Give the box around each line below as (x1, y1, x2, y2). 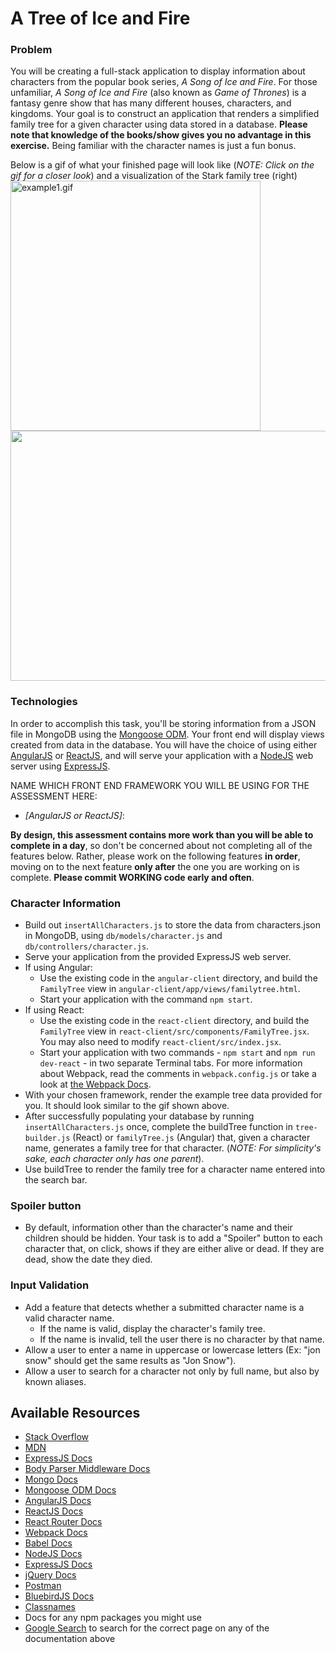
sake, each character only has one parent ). (24, 1153, 205, 1165)
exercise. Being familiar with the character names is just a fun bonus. (10, 140, 297, 152)
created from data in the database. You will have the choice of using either (10, 738, 318, 751)
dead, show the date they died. (24, 1253, 153, 1266)
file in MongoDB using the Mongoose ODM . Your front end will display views (10, 728, 325, 740)
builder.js (24, 1133, 71, 1144)
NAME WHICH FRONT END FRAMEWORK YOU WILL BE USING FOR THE (10, 779, 310, 791)
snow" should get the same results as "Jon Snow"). (24, 1354, 237, 1366)
